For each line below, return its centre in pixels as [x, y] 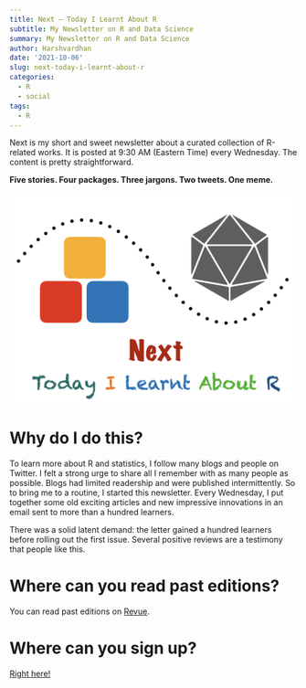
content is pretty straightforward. [72, 162]
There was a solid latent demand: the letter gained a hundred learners [141, 529]
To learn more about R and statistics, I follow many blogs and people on [144, 463]
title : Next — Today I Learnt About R [83, 19]
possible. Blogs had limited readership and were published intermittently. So [153, 482]
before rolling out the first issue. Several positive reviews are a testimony [146, 539]
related [23, 153]
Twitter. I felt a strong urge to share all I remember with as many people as [149, 473]
